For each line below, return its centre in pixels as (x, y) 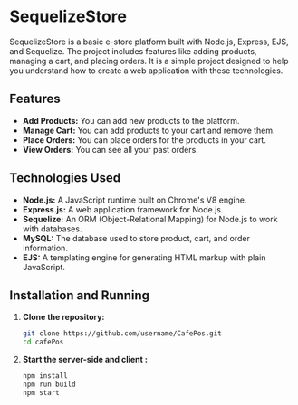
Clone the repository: (63, 317)
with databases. (52, 229)
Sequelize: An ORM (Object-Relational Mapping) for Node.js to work (150, 219)
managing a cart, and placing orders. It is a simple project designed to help (149, 61)
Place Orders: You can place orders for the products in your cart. (144, 140)
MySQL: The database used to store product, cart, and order (136, 238)
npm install (45, 376)
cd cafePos (43, 342)
